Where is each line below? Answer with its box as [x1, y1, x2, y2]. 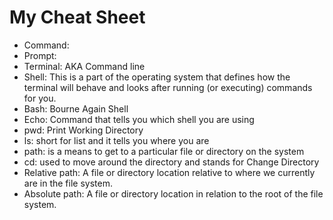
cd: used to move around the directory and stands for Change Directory [23, 156, 320, 168]
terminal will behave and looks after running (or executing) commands [23, 81, 313, 93]
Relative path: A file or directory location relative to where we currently [23, 166, 316, 178]
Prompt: [23, 49, 57, 61]
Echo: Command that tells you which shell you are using [23, 113, 255, 125]
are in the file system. [23, 177, 113, 189]
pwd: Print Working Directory [23, 124, 144, 136]
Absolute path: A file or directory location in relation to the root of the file [23, 187, 324, 200]
